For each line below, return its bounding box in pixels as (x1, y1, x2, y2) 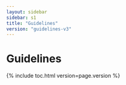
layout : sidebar (6, 8, 47, 15)
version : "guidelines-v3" (6, 25, 71, 32)
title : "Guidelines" (6, 20, 59, 26)
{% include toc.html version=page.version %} (6, 72, 121, 80)
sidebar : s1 (6, 15, 36, 21)
